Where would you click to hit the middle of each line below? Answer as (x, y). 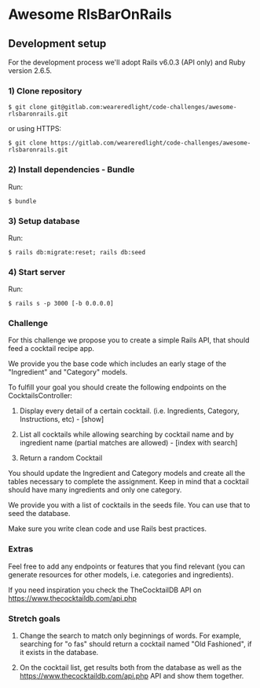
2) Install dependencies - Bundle (71, 170)
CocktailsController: (40, 396)
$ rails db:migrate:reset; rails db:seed (77, 252)
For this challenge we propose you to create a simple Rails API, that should (129, 340)
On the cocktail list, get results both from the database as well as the (130, 668)
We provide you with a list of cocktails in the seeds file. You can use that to (129, 505)
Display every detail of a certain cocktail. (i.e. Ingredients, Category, (129, 411)
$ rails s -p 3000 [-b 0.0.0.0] (61, 304)
